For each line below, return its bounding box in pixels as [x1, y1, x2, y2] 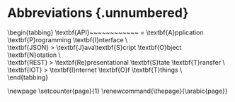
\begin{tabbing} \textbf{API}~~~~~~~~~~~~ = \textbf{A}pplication [7, 28, 204, 37]
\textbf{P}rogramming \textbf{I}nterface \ [7, 35, 128, 44]
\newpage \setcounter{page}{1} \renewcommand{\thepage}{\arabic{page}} [7, 87, 228, 95]
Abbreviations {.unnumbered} [7, 5, 189, 21]
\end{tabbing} [7, 72, 48, 82]
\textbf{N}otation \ [7, 51, 62, 59]
